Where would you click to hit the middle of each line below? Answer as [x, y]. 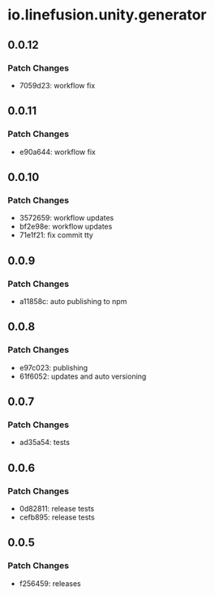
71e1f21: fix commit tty [56, 235]
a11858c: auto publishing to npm [73, 301]
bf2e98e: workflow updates [66, 227]
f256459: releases [50, 583]
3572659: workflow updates [67, 218]
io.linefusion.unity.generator [107, 15]
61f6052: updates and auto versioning [83, 376]
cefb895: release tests [57, 517]
